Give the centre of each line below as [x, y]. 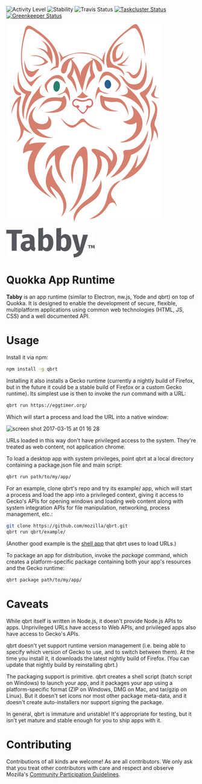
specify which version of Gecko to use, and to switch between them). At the [100, 652]
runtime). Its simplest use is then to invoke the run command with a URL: [96, 394]
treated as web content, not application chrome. [66, 447]
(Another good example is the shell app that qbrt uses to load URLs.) [91, 543]
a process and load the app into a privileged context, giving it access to [95, 494]
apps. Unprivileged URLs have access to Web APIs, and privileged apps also [101, 627]
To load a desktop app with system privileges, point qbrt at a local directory [100, 458]
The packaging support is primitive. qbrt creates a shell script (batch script [99, 676]
